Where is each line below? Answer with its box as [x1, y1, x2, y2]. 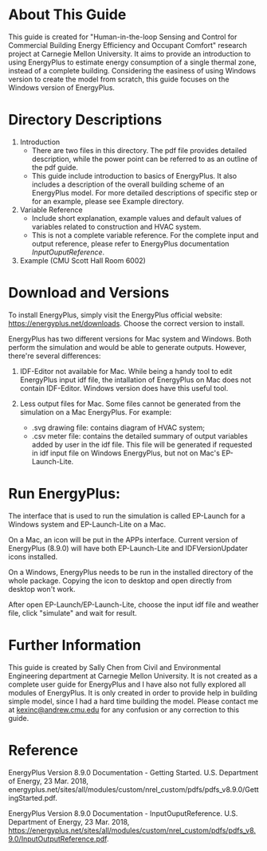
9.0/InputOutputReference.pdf [8, 833, 108, 843]
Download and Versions [8, 284, 170, 302]
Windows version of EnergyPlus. [8, 82, 116, 93]
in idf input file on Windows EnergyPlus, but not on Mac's [31, 448, 221, 458]
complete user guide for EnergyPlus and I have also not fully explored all [8, 680, 246, 689]
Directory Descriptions [8, 111, 163, 129]
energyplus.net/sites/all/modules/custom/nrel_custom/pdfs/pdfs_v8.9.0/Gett [8, 784, 259, 794]
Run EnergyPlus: [8, 485, 121, 502]
